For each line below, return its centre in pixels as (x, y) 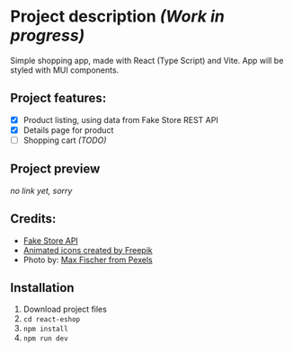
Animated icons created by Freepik (88, 250)
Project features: (58, 98)
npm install (45, 330)
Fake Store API (51, 241)
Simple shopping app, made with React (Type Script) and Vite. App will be (147, 60)
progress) (48, 35)
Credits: (33, 219)
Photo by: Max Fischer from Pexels (88, 260)
